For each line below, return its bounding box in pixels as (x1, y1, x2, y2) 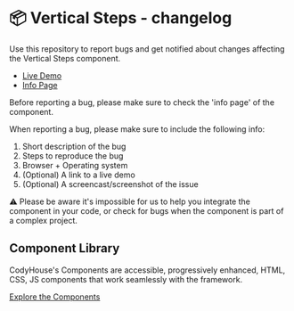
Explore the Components (9, 291, 101, 302)
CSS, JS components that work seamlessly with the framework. (9, 274, 243, 284)
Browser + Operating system (21, 160, 128, 170)
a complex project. (9, 215, 78, 225)
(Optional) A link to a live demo (21, 169, 135, 180)
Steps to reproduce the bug (21, 150, 124, 161)
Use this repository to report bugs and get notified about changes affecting (9, 43, 285, 54)
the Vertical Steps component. (9, 53, 121, 63)
